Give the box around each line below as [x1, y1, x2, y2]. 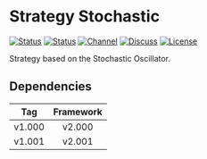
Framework [53, 105, 103, 118]
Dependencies [9, 79, 92, 95]
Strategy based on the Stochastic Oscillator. [9, 53, 171, 63]
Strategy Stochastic [9, 6, 161, 27]
